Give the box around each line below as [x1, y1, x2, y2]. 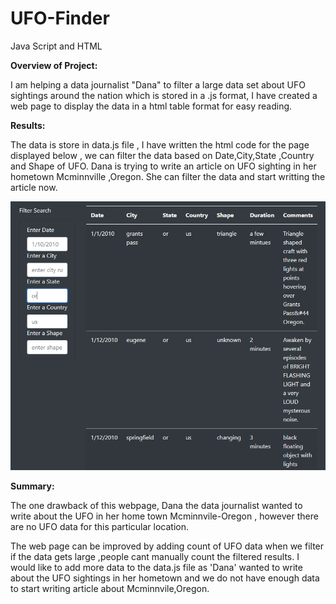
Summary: [10, 480, 55, 492]
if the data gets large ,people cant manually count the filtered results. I [10, 550, 300, 562]
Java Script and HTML [10, 40, 103, 52]
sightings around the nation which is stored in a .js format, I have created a [10, 89, 318, 101]
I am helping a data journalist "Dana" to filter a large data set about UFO [10, 78, 306, 91]
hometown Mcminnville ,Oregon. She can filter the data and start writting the [10, 170, 326, 182]
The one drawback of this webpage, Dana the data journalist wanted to [10, 499, 303, 511]
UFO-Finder [10, 7, 110, 30]
